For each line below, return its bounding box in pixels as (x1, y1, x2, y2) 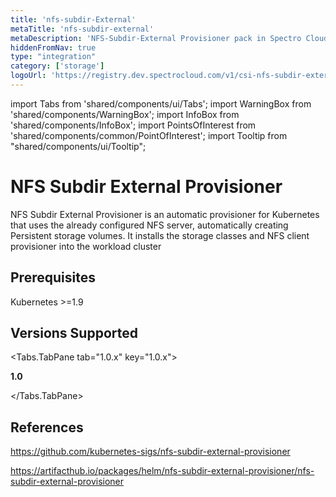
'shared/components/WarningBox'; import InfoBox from (10, 108, 240, 120)
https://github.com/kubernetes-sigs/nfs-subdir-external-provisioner (10, 446, 291, 458)
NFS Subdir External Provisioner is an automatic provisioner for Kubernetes (10, 208, 320, 220)
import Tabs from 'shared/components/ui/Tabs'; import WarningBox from (10, 97, 312, 110)
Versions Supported (10, 325, 138, 342)
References (10, 419, 84, 436)
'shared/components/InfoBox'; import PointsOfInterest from (10, 119, 257, 131)
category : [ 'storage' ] (10, 61, 105, 71)
